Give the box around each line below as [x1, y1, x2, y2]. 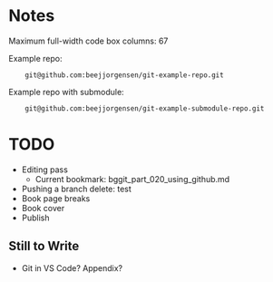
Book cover [21, 202, 65, 213]
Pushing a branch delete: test [21, 183, 132, 194]
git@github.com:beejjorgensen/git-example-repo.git [24, 70, 224, 80]
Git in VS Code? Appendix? [21, 262, 123, 273]
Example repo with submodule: [8, 86, 124, 97]
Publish [21, 212, 51, 223]
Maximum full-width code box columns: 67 [8, 35, 169, 46]
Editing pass [21, 164, 69, 175]
